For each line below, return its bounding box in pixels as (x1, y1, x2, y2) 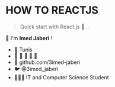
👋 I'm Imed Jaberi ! (5, 34, 53, 41)
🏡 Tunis (14, 46, 33, 53)
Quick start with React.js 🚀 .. (20, 23, 90, 30)
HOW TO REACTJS (5, 4, 99, 17)
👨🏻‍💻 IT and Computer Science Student (14, 73, 109, 80)
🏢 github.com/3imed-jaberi (14, 59, 81, 66)
